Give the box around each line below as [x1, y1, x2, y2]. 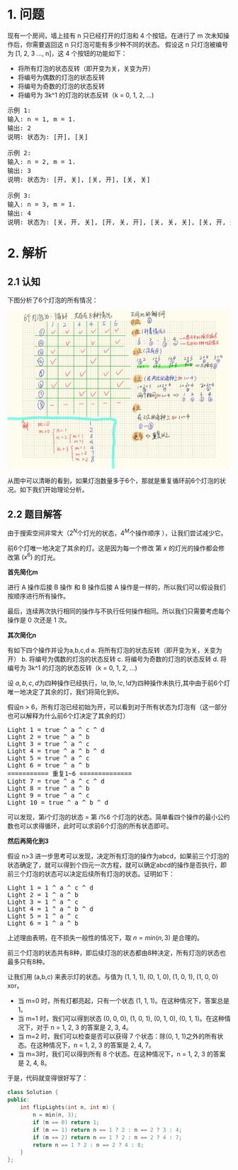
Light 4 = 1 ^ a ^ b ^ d [7, 905, 93, 913]
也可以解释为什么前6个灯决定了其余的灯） [7, 711, 130, 721]
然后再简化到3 [7, 837, 50, 846]
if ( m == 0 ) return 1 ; [33, 1119, 100, 1126]
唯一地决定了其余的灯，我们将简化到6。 [7, 688, 123, 696]
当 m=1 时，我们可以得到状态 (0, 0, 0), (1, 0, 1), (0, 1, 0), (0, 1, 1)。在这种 [17, 1015, 225, 1023]
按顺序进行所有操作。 [7, 592, 69, 601]
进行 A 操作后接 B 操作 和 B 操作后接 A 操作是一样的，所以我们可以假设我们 [7, 583, 227, 591]
